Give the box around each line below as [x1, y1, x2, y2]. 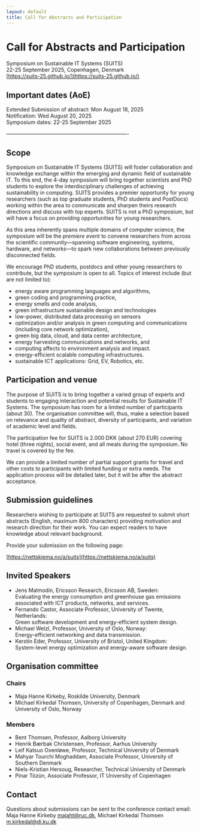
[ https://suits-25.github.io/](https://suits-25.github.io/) [6, 72, 140, 80]
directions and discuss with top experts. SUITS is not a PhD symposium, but [6, 208, 193, 216]
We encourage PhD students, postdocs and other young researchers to [6, 263, 183, 270]
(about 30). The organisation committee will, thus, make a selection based [6, 410, 189, 417]
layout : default [6, 8, 47, 15]
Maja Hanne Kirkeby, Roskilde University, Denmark [14, 693, 141, 700]
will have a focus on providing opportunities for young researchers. [6, 214, 172, 222]
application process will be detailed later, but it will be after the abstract [6, 471, 183, 478]
